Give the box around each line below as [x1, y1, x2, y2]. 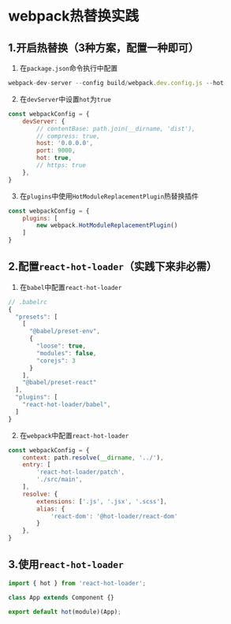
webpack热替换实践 [8, 7, 140, 25]
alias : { [36, 505, 65, 513]
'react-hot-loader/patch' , [36, 468, 125, 477]
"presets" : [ [15, 313, 58, 321]
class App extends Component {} [8, 593, 114, 601]
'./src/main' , [36, 476, 83, 484]
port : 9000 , [36, 147, 76, 154]
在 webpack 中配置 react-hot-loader [19, 430, 129, 440]
